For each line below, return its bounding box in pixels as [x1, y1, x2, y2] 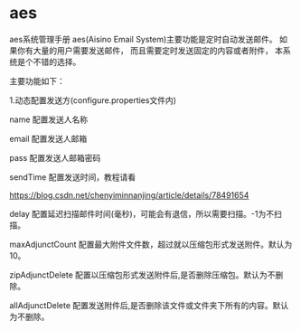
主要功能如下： [9, 75, 65, 86]
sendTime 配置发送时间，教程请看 [9, 171, 136, 183]
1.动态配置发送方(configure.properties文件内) [9, 94, 177, 106]
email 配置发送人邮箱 [9, 133, 88, 144]
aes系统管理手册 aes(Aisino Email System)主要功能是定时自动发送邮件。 [9, 33, 277, 44]
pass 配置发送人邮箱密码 [9, 152, 101, 163]
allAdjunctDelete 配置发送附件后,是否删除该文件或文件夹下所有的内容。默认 [9, 299, 289, 310]
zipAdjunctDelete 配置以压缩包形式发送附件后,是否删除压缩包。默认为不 [9, 269, 276, 280]
